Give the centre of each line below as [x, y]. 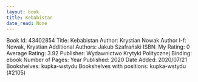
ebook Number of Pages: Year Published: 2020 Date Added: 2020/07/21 [97, 60]
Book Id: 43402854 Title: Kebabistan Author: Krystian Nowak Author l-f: [96, 41]
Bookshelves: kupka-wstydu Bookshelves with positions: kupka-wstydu [96, 66]
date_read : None [27, 23]
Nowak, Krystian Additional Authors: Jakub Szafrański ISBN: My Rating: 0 [98, 47]
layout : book [23, 12]
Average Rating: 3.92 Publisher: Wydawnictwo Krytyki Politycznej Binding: [99, 53]
